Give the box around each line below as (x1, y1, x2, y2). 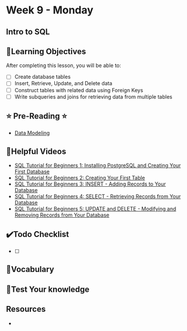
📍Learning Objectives (6, 46, 86, 56)
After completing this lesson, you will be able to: (6, 62, 121, 69)
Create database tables (14, 74, 71, 81)
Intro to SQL (6, 27, 50, 37)
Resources (6, 304, 46, 314)
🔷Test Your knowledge (6, 284, 90, 294)
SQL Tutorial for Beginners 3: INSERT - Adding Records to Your (14, 180, 166, 187)
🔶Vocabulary (6, 264, 54, 274)
